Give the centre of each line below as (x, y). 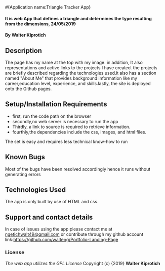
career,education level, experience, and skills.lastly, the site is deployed (78, 83)
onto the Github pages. (28, 89)
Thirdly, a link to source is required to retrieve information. (71, 127)
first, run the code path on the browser (52, 116)
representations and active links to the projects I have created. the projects (81, 68)
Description (23, 51)
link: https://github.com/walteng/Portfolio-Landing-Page (62, 240)
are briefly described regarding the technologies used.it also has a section (81, 73)
